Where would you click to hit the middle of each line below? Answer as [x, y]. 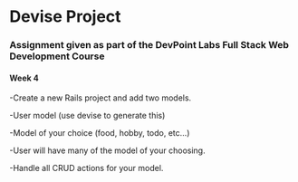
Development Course [57, 56]
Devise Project [65, 17]
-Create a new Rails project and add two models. [101, 98]
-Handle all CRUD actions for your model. [87, 168]
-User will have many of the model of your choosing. [107, 150]
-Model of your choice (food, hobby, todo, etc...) [100, 133]
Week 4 [24, 78]
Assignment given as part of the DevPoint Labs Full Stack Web [149, 45]
